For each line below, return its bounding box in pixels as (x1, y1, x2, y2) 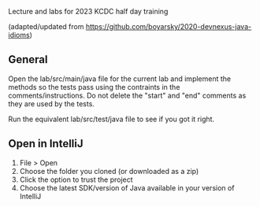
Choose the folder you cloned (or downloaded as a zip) (19, 166, 199, 176)
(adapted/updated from (8, 22, 84, 31)
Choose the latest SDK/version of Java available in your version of (19, 183, 235, 192)
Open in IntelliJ (8, 137, 84, 150)
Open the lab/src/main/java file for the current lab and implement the (8, 74, 231, 83)
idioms (8, 31, 30, 39)
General (8, 53, 49, 66)
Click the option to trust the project (19, 175, 133, 184)
